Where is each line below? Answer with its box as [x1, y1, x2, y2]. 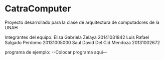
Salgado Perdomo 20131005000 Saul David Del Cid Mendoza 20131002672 [5, 39, 160, 45]
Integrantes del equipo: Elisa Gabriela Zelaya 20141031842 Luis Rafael [5, 34, 149, 40]
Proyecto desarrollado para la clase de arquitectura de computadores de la [5, 19, 160, 25]
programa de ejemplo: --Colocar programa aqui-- [5, 49, 107, 55]
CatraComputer [5, 3, 71, 14]
